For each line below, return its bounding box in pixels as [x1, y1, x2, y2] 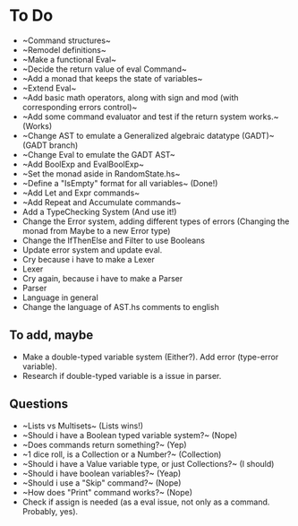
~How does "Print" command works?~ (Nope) [21, 487, 192, 497]
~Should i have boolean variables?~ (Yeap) [21, 468, 182, 479]
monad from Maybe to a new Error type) [21, 225, 171, 236]
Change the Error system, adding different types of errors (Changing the [21, 216, 290, 227]
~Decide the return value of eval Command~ [21, 64, 188, 74]
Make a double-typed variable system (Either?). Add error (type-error [21, 351, 279, 362]
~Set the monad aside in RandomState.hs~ [21, 168, 181, 179]
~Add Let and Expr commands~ [21, 187, 140, 198]
